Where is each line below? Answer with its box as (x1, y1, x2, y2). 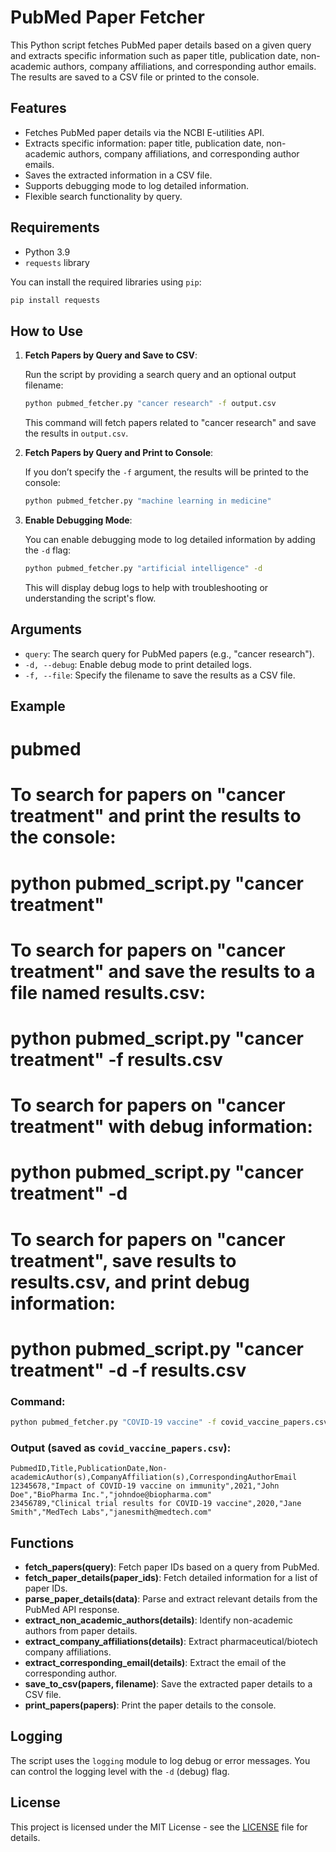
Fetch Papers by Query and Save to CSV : (24, 349, 198, 361)
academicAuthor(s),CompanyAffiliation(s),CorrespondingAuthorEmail (10, 1472, 298, 1483)
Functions (10, 1534, 75, 1551)
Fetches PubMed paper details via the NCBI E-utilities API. (24, 126, 265, 138)
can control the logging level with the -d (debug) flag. (10, 1765, 230, 1777)
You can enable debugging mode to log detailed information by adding (24, 534, 316, 545)
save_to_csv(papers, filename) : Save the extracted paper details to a (24, 1678, 313, 1690)
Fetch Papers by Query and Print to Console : (24, 447, 214, 459)
